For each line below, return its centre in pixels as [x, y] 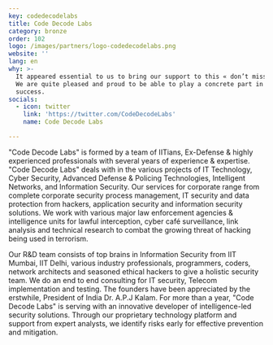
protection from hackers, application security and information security [126, 203]
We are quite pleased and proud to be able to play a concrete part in [140, 84]
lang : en [23, 62]
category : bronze [38, 31]
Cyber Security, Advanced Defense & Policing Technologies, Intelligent [127, 178]
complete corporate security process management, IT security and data [129, 195]
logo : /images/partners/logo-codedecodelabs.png [92, 46]
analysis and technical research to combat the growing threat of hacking [130, 229]
